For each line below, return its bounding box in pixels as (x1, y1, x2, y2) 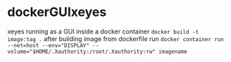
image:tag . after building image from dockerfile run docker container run (7, 34, 224, 42)
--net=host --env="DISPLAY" (7, 42, 90, 49)
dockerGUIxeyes (7, 4, 107, 20)
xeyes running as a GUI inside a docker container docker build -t (7, 27, 199, 36)
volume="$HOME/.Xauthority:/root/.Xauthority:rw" (7, 48, 156, 55)
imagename (158, 48, 188, 55)
